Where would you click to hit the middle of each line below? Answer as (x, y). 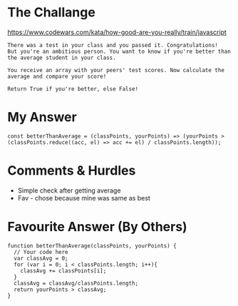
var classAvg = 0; (41, 258)
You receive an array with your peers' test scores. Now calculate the (116, 70)
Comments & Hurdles (72, 171)
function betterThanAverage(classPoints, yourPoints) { (92, 246)
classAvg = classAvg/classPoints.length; (76, 283)
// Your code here (41, 252)
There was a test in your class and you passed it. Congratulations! (113, 45)
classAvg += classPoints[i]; (63, 271)
